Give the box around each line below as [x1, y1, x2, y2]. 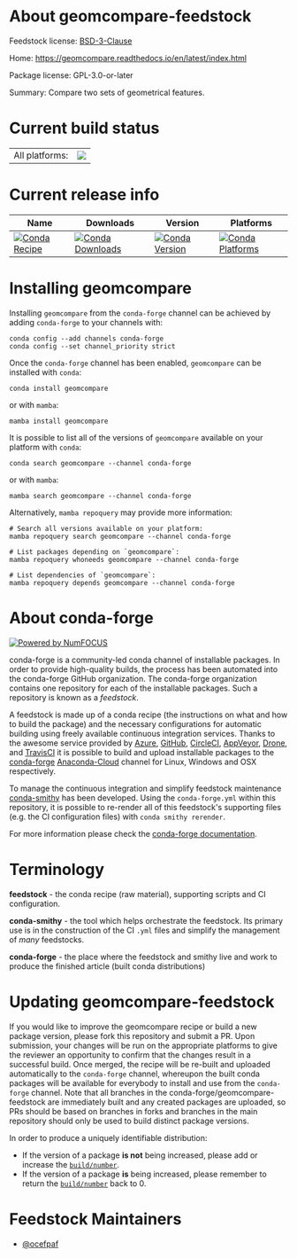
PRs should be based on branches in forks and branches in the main [9, 1106, 258, 1116]
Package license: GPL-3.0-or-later [9, 69, 134, 81]
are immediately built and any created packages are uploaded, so [47, 1097, 286, 1107]
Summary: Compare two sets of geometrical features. [9, 87, 205, 98]
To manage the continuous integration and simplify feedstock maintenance [9, 783, 282, 793]
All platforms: [13, 149, 69, 161]
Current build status [9, 118, 160, 138]
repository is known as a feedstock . [9, 692, 140, 702]
